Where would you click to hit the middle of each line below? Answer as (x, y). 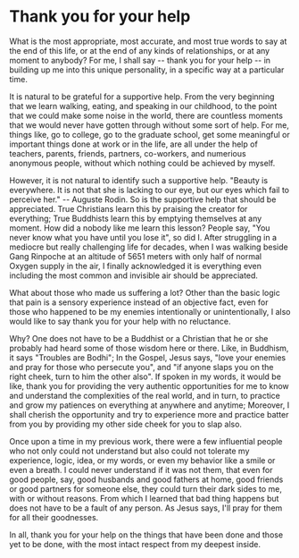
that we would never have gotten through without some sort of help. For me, (149, 125)
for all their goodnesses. (54, 517)
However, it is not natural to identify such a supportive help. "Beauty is (139, 180)
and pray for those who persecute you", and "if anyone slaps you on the (141, 367)
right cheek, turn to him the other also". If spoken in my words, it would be (145, 376)
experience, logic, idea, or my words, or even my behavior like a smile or (142, 460)
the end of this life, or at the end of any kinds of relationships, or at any (140, 50)
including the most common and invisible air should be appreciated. (134, 275)
